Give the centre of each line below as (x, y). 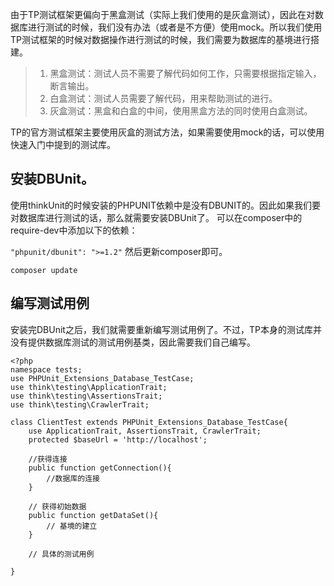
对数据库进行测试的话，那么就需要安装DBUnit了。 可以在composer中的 (156, 217)
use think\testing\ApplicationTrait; (89, 387)
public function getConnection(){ (100, 468)
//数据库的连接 (73, 478)
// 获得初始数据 (57, 506)
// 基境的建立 (72, 526)
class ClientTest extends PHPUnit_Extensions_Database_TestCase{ (149, 422)
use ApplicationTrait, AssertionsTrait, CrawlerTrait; (145, 431)
